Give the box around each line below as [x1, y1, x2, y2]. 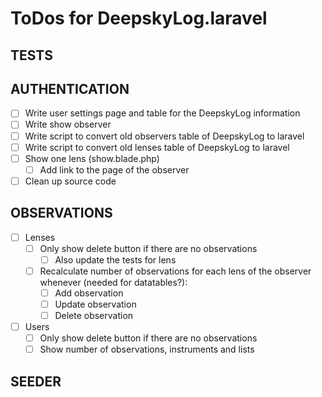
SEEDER [10, 373, 62, 390]
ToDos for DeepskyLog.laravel [10, 7, 268, 30]
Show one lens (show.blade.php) [24, 152, 160, 164]
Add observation [54, 287, 124, 299]
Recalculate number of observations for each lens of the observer [39, 265, 312, 277]
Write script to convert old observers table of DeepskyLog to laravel [24, 130, 305, 142]
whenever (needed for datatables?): [39, 276, 188, 288]
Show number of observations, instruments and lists [39, 343, 255, 356]
